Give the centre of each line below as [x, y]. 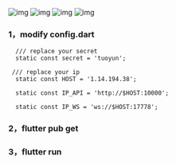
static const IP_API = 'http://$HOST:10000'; [92, 93]
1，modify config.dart [51, 34]
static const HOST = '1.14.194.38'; [76, 80]
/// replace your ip [46, 72]
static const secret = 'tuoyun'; [71, 59]
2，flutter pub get [43, 129]
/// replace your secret [57, 52]
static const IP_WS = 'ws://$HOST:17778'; [87, 107]
